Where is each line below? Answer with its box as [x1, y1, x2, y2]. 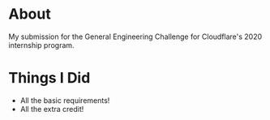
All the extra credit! [19, 104, 84, 114]
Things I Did [8, 69, 91, 88]
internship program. [8, 40, 75, 49]
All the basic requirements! [19, 95, 110, 105]
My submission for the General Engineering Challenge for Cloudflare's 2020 [8, 32, 263, 41]
